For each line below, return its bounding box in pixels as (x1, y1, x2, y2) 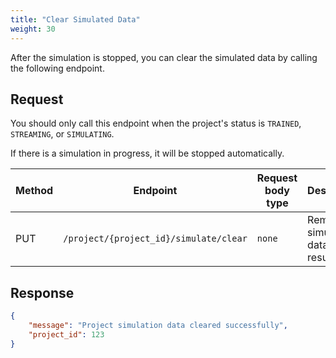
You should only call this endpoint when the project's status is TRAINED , (10, 117, 302, 130)
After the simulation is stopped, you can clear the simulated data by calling (10, 51, 318, 63)
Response (10, 284, 75, 301)
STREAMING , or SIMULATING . (10, 128, 115, 140)
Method (15, 184, 54, 198)
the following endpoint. (10, 62, 105, 74)
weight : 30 (10, 24, 56, 34)
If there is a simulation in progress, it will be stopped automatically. (10, 147, 285, 160)
